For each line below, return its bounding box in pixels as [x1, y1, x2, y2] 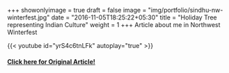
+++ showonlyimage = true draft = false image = [7, 6, 147, 14]
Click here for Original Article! [7, 57, 95, 65]
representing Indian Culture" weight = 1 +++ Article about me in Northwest [7, 21, 221, 29]
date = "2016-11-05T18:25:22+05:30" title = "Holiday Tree [51, 13, 217, 22]
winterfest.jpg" [7, 13, 50, 22]
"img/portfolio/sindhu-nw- [148, 6, 223, 14]
